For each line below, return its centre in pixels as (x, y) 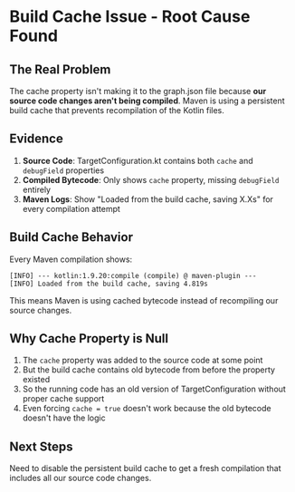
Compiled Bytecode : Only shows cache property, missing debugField (151, 179)
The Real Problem (60, 69)
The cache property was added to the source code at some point (143, 361)
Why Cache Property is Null (89, 338)
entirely (37, 189)
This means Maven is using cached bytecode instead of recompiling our (144, 300)
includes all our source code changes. (81, 478)
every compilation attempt (71, 208)
